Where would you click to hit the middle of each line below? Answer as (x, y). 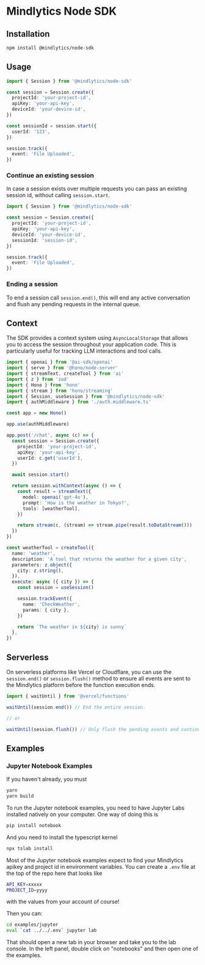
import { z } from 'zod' (38, 379)
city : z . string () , (41, 571)
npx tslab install (30, 848)
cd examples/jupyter (33, 925)
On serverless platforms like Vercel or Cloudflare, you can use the (89, 672)
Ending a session (32, 284)
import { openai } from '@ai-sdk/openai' (60, 362)
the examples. (24, 955)
